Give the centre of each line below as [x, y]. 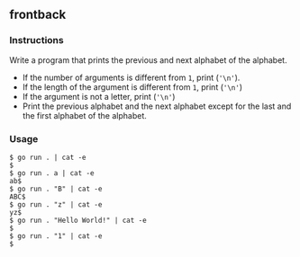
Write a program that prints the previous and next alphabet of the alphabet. [148, 60]
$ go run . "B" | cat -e [56, 189]
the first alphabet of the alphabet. [84, 115]
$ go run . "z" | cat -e [56, 204]
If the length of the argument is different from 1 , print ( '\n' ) [132, 87]
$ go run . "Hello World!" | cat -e [78, 220]
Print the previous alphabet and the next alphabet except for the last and [157, 106]
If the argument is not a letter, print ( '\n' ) [99, 96]
